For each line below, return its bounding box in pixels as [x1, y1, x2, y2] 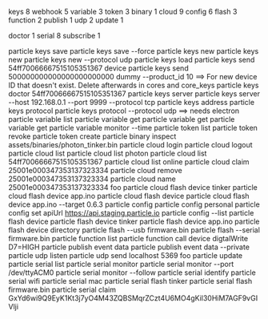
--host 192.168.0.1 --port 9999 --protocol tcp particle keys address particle [8, 98, 254, 107]
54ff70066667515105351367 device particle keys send [8, 63, 190, 73]
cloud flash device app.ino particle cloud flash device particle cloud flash [8, 192, 250, 200]
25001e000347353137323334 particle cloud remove [8, 166, 182, 175]
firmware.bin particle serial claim [8, 285, 117, 294]
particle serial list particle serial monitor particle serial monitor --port [8, 260, 234, 269]
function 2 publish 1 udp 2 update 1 [8, 15, 124, 25]
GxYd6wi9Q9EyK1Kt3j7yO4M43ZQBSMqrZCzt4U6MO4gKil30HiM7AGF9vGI [8, 293, 258, 303]
